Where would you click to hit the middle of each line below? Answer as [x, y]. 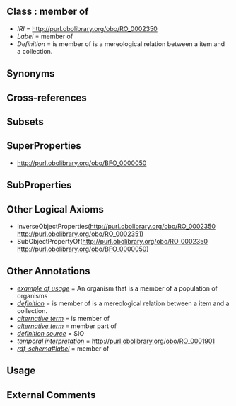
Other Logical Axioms [55, 209]
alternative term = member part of [67, 326]
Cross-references [47, 97]
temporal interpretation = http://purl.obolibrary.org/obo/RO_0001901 [116, 341]
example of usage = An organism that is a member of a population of [117, 288]
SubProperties [39, 185]
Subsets [25, 122]
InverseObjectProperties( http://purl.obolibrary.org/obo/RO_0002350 [116, 226]
